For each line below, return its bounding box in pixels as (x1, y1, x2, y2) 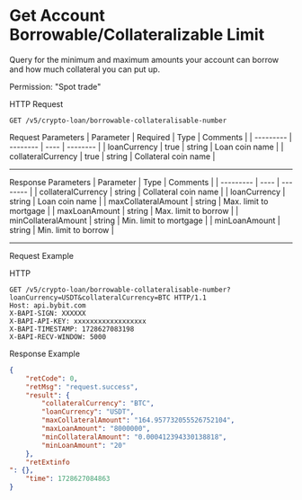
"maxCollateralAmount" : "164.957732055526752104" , (41, 415, 235, 425)
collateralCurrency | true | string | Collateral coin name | (9, 150, 216, 162)
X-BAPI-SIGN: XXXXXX (9, 308, 87, 317)
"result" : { (25, 390, 70, 400)
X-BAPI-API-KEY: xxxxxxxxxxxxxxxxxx (9, 317, 147, 326)
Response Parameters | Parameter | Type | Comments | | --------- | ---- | (9, 176, 280, 187)
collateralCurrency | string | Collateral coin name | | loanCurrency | (39, 186, 286, 197)
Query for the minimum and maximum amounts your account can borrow (9, 54, 280, 65)
